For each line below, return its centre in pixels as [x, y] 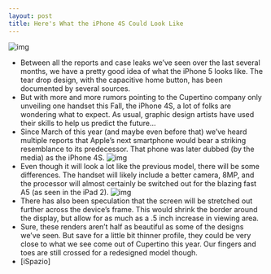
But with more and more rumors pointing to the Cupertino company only [141, 97]
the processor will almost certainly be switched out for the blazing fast [138, 183]
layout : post [31, 16]
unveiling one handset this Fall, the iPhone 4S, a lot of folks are [126, 106]
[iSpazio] [35, 261]
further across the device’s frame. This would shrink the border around [139, 209]
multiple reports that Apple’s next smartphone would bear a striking [133, 140]
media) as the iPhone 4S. [62, 157]
